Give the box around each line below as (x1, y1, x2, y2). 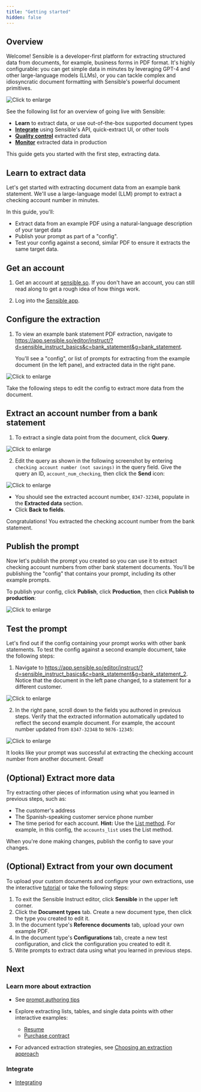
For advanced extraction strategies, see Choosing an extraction (14, 1043, 173, 1050)
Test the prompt (6, 623, 67, 634)
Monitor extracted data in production (14, 139, 107, 146)
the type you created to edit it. (14, 915, 90, 922)
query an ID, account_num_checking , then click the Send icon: (14, 470, 165, 477)
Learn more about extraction (6, 982, 91, 990)
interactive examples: (14, 1014, 68, 1021)
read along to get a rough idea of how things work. (14, 285, 140, 292)
